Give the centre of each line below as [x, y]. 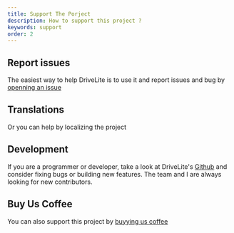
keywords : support [35, 27]
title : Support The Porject [49, 14]
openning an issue [35, 88]
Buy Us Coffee [40, 204]
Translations [36, 110]
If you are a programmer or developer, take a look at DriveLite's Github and [117, 166]
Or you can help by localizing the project [67, 127]
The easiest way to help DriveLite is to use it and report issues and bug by [116, 80]
